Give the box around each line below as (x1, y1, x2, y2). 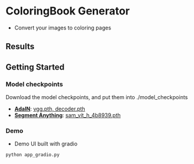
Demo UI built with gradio (14, 140, 77, 148)
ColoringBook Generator (5, 4, 130, 18)
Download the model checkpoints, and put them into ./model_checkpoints (5, 94, 188, 101)
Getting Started (5, 62, 65, 72)
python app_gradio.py (5, 152, 60, 158)
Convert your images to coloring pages (14, 24, 112, 31)
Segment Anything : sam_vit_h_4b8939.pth (14, 112, 121, 119)
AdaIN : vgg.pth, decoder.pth (14, 105, 85, 112)
